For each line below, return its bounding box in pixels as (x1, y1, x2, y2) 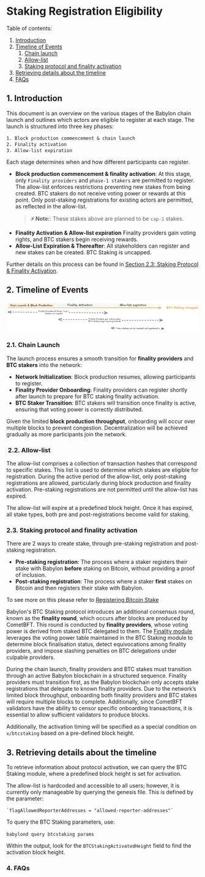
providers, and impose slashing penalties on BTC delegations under (6, 647, 177, 655)
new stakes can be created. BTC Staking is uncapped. (15, 248, 152, 256)
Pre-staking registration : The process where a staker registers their (15, 558, 188, 566)
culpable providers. (6, 654, 55, 661)
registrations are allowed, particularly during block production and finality (6, 479, 192, 487)
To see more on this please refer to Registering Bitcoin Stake (6, 596, 159, 604)
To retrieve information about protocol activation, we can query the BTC (6, 764, 187, 771)
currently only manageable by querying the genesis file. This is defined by (6, 789, 194, 796)
